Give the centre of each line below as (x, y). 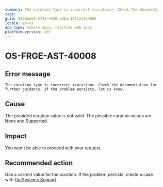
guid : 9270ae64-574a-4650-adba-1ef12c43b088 (51, 18)
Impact (16, 136)
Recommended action (39, 163)
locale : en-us (19, 23)
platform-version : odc (28, 32)
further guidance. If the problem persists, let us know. (65, 89)
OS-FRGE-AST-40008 (51, 56)
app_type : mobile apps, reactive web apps (49, 28)
